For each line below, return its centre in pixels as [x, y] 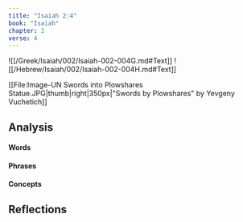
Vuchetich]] [28, 102]
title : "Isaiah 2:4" [43, 16]
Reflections [38, 209]
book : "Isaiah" [34, 23]
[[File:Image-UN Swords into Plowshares [76, 85]
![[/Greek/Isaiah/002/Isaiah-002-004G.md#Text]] [91, 61]
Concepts [25, 184]
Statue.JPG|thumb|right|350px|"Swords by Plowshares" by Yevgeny [122, 94]
